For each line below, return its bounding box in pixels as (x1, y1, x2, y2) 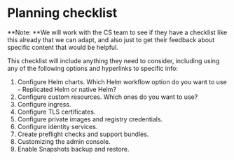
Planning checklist (7, 5, 118, 21)
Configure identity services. (17, 122, 98, 131)
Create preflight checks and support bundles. (17, 130, 149, 138)
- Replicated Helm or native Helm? (17, 85, 117, 93)
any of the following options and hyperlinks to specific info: (7, 64, 179, 72)
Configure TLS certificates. (17, 107, 96, 116)
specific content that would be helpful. (7, 43, 119, 51)
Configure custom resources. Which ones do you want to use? (17, 93, 198, 101)
